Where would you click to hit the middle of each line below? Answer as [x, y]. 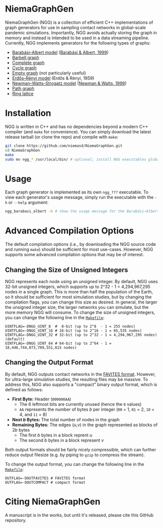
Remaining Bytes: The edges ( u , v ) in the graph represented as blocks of [85, 425]
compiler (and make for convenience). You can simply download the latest [78, 131]
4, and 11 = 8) [33, 414]
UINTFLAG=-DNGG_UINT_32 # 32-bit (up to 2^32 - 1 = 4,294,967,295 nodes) [81, 335]
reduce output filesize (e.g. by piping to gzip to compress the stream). [75, 455]
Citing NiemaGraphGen [53, 502]
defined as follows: [24, 389]
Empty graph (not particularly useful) [49, 73]
